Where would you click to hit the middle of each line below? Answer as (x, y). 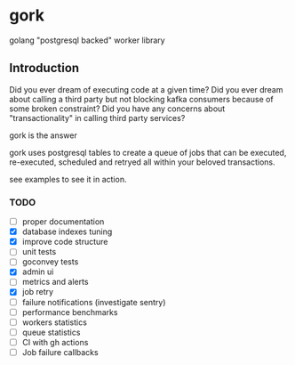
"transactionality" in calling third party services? (97, 118)
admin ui (38, 272)
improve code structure (65, 242)
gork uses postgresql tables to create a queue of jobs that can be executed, (148, 152)
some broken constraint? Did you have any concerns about (117, 109)
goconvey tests (50, 262)
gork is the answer (43, 135)
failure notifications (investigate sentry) (94, 302)
